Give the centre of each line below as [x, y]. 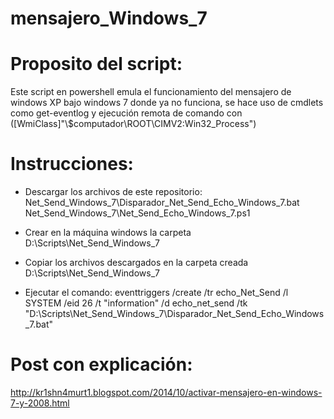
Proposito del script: [96, 64]
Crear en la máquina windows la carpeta [108, 233]
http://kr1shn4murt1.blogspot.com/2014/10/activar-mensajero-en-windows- [166, 392]
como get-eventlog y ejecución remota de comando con [126, 113]
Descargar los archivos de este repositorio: [113, 192]
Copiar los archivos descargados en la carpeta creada [136, 263]
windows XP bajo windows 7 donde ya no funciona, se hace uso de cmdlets [167, 103]
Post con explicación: [101, 364]
